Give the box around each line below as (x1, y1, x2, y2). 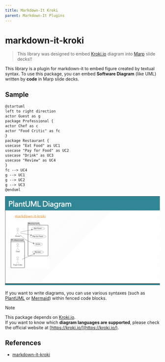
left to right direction (5, 109, 56, 114)
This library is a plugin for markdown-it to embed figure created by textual (5, 66, 155, 72)
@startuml (5, 104, 26, 109)
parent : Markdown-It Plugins (5, 13, 65, 18)
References (5, 339, 41, 347)
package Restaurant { (5, 138, 50, 143)
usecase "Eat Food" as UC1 (5, 143, 60, 148)
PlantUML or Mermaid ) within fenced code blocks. (5, 295, 107, 301)
